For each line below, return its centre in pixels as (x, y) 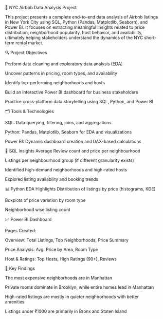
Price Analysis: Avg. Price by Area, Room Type (52, 249)
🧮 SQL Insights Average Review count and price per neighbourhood (73, 151)
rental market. (29, 43)
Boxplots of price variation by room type (45, 200)
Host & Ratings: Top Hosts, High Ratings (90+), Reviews (61, 259)
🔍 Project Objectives (26, 53)
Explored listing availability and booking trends (52, 179)
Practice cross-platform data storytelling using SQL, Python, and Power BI (79, 102)
